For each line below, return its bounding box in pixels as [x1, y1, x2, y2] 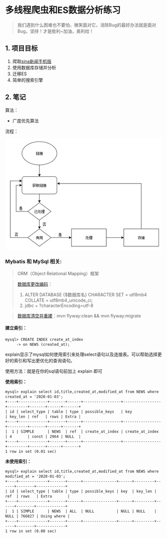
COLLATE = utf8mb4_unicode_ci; [24, 297, 93, 303]
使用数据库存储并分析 [12, 64, 56, 70]
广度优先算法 [12, 117, 39, 123]
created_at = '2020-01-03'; [5, 394, 64, 399]
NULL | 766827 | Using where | [5, 514, 70, 519]
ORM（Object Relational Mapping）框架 [17, 270, 99, 276]
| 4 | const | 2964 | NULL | [5, 434, 81, 439]
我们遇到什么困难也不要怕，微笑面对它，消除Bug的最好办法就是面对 [17, 22, 157, 28]
